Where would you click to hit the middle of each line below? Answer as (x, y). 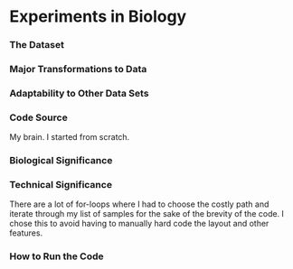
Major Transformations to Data (78, 70)
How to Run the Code (57, 256)
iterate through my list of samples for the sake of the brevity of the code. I (147, 214)
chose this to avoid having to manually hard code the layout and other (139, 224)
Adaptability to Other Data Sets (79, 93)
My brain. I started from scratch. (70, 137)
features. (26, 233)
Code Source (38, 117)
